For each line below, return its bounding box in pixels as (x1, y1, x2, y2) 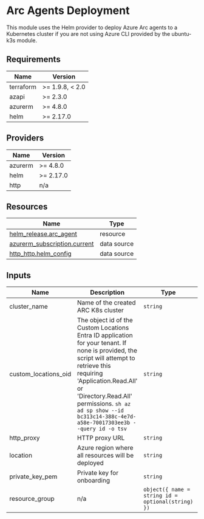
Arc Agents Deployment (6, 4, 130, 18)
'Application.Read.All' (76, 377, 138, 385)
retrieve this (76, 362, 111, 370)
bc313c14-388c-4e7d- (76, 413, 137, 420)
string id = (143, 492, 178, 499)
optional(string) (143, 498, 194, 505)
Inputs (6, 270, 32, 280)
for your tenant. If (76, 339, 127, 347)
